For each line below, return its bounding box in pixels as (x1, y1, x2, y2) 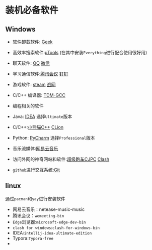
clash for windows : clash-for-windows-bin (12, 224, 100, 230)
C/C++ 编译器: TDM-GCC (12, 92, 65, 98)
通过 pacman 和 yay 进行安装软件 (5, 195, 65, 201)
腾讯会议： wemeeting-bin (12, 212, 64, 218)
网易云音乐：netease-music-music (12, 206, 85, 212)
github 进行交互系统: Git (12, 167, 60, 173)
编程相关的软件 (12, 103, 44, 108)
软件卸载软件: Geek (12, 39, 53, 45)
